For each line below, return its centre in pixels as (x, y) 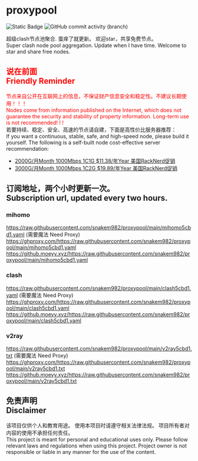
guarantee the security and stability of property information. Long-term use (98, 116)
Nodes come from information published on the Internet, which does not (94, 110)
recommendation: (27, 148)
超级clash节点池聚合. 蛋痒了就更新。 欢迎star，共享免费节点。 (81, 38)
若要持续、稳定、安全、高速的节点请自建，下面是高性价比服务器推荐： (91, 130)
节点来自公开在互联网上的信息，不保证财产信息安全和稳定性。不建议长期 (94, 96)
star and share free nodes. (38, 51)
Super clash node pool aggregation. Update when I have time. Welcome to (96, 45)
